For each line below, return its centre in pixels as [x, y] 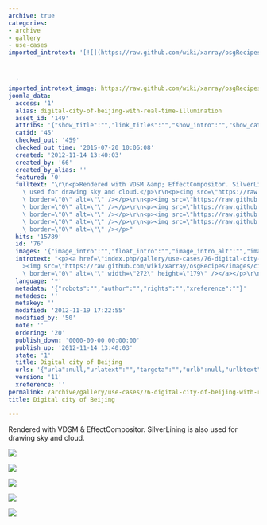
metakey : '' [35, 304]
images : [28, 252]
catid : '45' [35, 133]
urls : [25, 370]
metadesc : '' [37, 296]
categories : [28, 23]
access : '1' [35, 103]
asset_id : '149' [42, 118]
